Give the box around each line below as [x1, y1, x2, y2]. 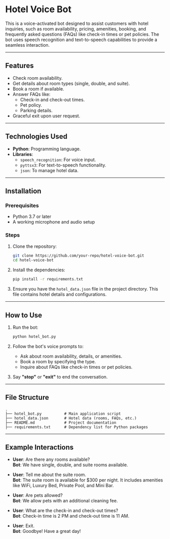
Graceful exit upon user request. [12, 113, 80, 119]
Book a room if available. [12, 85, 64, 92]
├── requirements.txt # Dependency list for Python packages [5, 424, 148, 430]
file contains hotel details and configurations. [12, 291, 107, 298]
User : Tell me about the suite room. [12, 471, 87, 478]
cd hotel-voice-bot [12, 258, 54, 263]
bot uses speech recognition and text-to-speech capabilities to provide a [5, 37, 157, 43]
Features [5, 61, 34, 70]
